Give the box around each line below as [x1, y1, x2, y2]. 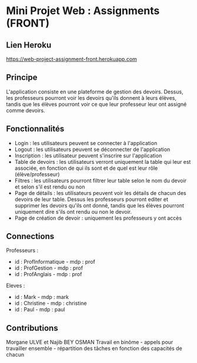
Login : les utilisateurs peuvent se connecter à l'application [14, 139, 158, 146]
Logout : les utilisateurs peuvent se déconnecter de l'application [14, 146, 171, 153]
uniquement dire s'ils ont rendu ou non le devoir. [14, 208, 132, 215]
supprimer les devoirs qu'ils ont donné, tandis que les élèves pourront [14, 201, 184, 209]
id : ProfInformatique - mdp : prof [14, 258, 95, 265]
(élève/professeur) [14, 170, 60, 177]
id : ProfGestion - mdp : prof [14, 264, 84, 271]
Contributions [6, 323, 58, 333]
